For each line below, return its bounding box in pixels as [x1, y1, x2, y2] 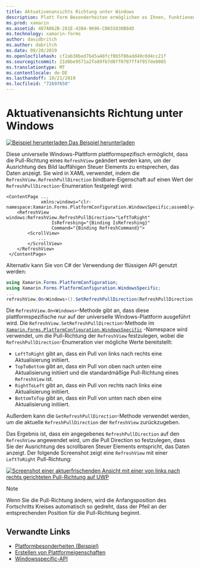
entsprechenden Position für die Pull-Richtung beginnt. [6, 510, 141, 517]
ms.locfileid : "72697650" [6, 81, 70, 87]
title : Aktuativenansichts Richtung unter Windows [6, 8, 135, 15]
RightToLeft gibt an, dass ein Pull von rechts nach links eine [14, 382, 162, 389]
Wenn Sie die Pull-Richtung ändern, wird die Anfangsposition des [6, 496, 167, 504]
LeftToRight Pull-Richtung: [6, 456, 72, 463]
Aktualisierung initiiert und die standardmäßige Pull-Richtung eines [14, 369, 179, 376]
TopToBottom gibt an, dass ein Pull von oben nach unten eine [14, 363, 162, 370]
